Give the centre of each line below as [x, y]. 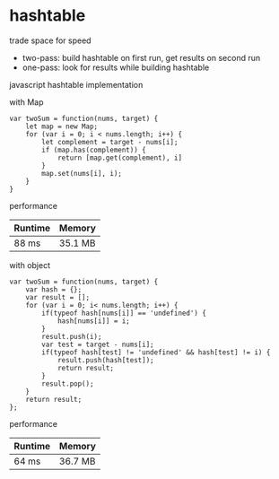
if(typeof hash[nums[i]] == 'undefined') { [124, 313]
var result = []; [58, 297]
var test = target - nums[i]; [98, 344]
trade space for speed [50, 40]
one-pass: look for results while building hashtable [116, 67]
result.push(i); [72, 336]
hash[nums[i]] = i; [93, 321]
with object [30, 265]
